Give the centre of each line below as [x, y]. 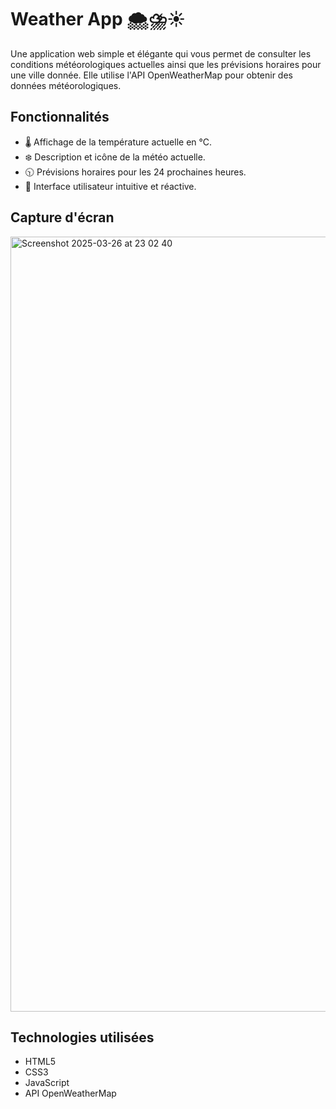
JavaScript [47, 1083]
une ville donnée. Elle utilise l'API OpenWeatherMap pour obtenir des [151, 75]
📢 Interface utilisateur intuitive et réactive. [110, 186]
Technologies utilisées [82, 1037]
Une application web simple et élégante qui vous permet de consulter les [161, 53]
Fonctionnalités [60, 117]
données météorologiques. [66, 85]
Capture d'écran [62, 217]
